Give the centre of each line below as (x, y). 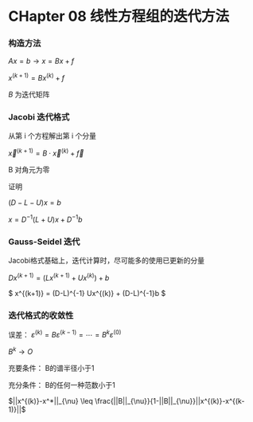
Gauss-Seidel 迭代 (44, 242)
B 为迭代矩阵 (29, 95)
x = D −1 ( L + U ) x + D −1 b (45, 219)
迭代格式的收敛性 (41, 315)
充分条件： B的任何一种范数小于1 (62, 385)
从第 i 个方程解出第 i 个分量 (53, 136)
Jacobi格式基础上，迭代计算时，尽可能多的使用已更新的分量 (107, 261)
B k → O (21, 351)
